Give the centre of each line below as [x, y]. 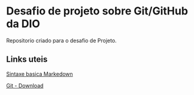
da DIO [23, 24]
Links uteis [27, 59]
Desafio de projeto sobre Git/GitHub [97, 11]
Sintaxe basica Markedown [40, 74]
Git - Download [25, 85]
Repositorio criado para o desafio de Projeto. [61, 40]
